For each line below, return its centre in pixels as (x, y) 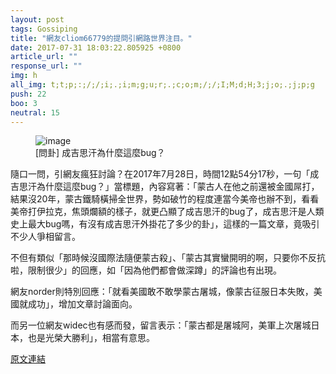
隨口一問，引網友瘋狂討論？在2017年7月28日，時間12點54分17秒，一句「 (160, 174)
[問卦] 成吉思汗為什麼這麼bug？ (100, 153)
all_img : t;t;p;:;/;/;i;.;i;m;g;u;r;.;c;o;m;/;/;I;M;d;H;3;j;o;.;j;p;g (162, 85)
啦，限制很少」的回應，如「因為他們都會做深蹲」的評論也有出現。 (146, 270)
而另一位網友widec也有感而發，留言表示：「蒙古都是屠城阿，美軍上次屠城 (161, 325)
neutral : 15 (35, 112)
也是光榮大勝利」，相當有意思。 (91, 338)
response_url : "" (46, 66)
